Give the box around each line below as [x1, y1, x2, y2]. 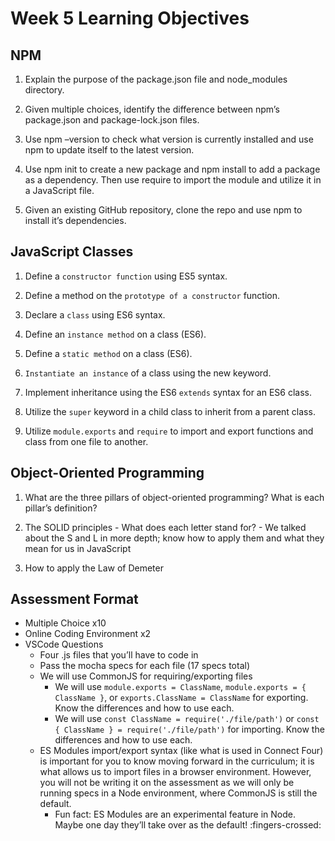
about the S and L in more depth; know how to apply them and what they [24, 532, 325, 544]
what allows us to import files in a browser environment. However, [39, 766, 312, 778]
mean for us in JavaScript [24, 542, 132, 554]
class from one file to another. [24, 435, 149, 447]
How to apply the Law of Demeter [24, 562, 164, 574]
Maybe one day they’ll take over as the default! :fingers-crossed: [54, 819, 322, 831]
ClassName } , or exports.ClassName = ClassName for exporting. [54, 692, 309, 704]
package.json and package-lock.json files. [24, 114, 200, 126]
